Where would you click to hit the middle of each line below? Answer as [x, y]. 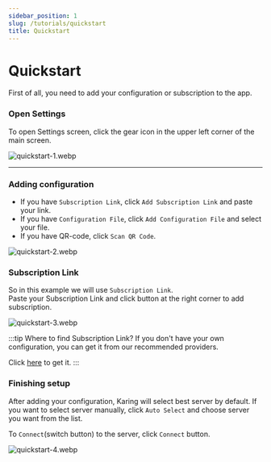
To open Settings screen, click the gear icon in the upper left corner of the [131, 131]
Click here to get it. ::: [44, 363]
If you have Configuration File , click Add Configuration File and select [141, 219]
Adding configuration [51, 184]
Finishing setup [40, 384]
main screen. [30, 140]
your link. [35, 210]
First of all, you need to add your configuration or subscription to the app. [130, 93]
